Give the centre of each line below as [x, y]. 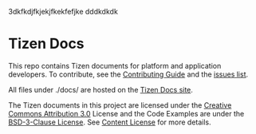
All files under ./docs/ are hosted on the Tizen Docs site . [101, 89]
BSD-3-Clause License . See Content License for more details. [110, 122]
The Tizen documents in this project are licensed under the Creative [120, 105]
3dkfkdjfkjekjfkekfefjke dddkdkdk [63, 12]
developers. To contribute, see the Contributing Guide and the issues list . [128, 74]
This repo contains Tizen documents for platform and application [115, 65]
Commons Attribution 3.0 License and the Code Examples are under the [126, 113]
